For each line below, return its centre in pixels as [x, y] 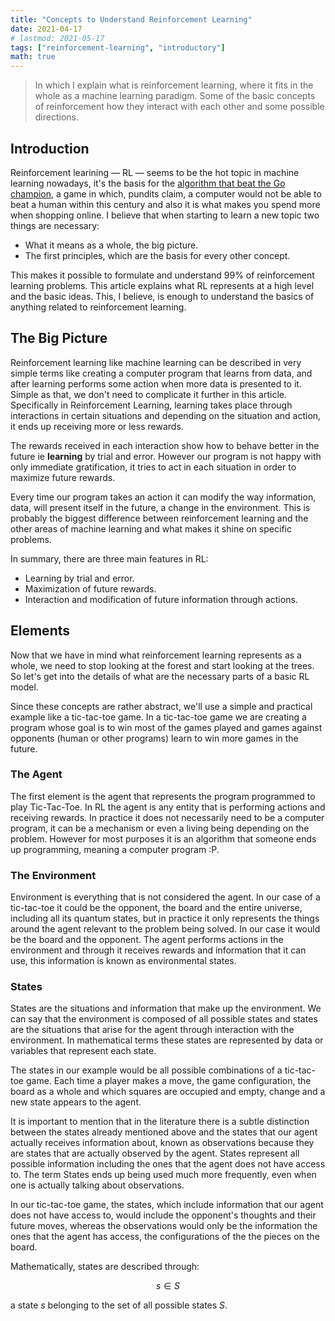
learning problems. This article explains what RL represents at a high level [162, 285]
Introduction [50, 148]
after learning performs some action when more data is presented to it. [156, 383]
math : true [33, 57]
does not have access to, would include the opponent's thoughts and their [163, 1215]
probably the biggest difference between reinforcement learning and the [159, 518]
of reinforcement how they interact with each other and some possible [179, 107]
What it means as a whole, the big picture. [111, 245]
